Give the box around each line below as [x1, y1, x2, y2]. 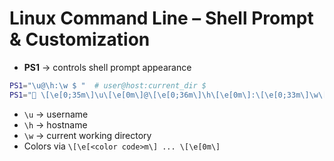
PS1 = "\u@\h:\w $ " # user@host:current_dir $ [9, 80, 207, 91]
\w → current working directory [23, 129, 152, 141]
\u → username [23, 108, 89, 120]
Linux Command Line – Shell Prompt [9, 7, 314, 30]
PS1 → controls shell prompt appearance [23, 61, 192, 73]
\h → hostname [23, 118, 88, 131]
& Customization [9, 28, 151, 51]
